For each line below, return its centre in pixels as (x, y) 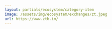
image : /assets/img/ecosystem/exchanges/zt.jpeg (56, 14)
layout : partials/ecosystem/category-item (49, 10)
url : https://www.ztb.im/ (31, 19)
